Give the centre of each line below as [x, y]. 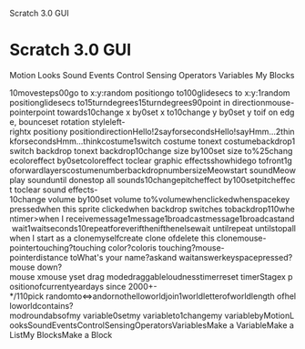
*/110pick [26, 296]
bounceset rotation [54, 121]
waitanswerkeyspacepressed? [236, 257]
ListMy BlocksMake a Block [61, 334]
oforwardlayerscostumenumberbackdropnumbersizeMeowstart [128, 170]
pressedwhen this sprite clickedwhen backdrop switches [116, 209]
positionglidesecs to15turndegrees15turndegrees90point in [120, 102]
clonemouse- [242, 238]
